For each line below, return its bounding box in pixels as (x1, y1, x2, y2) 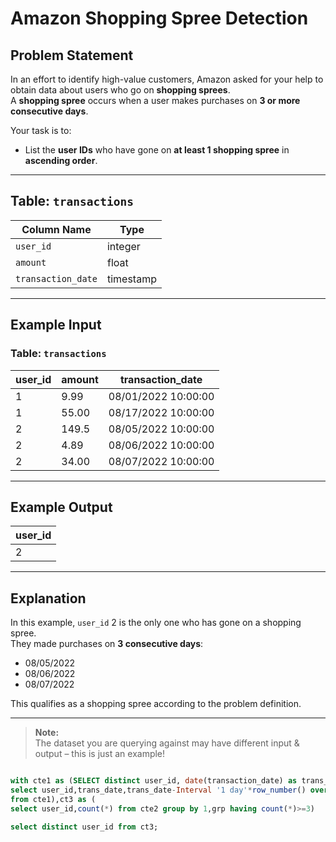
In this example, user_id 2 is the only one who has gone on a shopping (10, 617, 302, 629)
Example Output (10, 498, 113, 516)
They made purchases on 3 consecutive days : (10, 638, 204, 650)
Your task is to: (10, 125, 72, 136)
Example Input (10, 317, 102, 334)
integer (106, 239, 141, 253)
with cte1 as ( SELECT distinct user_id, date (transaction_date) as (10, 776, 298, 786)
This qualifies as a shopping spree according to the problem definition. (10, 698, 302, 710)
